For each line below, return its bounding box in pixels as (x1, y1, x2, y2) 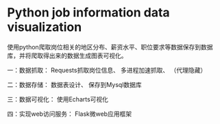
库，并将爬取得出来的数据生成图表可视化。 (7, 51, 127, 60)
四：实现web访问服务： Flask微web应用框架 (7, 110, 132, 118)
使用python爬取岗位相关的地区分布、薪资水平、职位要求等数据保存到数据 (7, 42, 213, 51)
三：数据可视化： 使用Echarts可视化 (7, 95, 108, 103)
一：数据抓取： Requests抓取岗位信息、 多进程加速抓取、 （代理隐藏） (7, 66, 207, 74)
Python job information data (7, 5, 170, 21)
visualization (7, 19, 82, 35)
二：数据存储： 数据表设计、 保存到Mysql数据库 (7, 80, 142, 88)
